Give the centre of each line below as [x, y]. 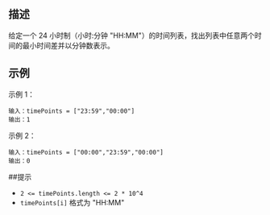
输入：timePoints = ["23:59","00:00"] [72, 111]
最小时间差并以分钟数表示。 [68, 45]
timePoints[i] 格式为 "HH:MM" [72, 202]
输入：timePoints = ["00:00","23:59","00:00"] [86, 152]
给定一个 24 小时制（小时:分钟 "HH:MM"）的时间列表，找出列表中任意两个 [132, 35]
